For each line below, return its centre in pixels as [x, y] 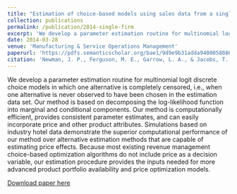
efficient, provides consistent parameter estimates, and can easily [103, 117]
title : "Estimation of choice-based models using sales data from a [110, 14]
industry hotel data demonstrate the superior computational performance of [117, 131]
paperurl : [22, 53]
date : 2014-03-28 [33, 40]
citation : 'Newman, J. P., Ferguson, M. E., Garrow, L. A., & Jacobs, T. [118, 60]
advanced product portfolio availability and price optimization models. [109, 169]
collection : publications [45, 20]
